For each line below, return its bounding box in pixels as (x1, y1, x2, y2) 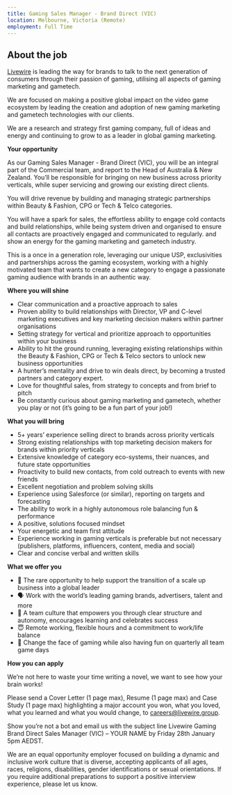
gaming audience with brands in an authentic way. (7, 273, 151, 281)
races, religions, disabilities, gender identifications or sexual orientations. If (7, 765, 222, 773)
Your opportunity (7, 145, 58, 153)
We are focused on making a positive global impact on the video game (7, 95, 209, 105)
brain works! (7, 680, 43, 688)
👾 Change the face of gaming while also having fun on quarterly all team (17, 638, 224, 647)
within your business (17, 337, 77, 346)
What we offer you (7, 562, 62, 571)
